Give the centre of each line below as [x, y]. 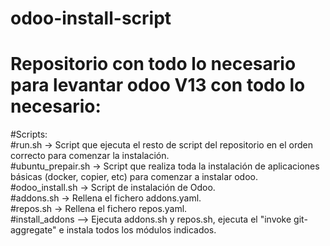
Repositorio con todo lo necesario [153, 64]
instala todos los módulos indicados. [141, 230]
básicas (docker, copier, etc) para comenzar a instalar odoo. [134, 177]
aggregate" [33, 230]
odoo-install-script [91, 18]
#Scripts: [29, 134]
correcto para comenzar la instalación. [90, 156]
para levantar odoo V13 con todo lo [158, 85]
